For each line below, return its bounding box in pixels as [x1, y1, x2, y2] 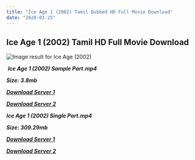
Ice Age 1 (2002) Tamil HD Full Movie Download [6, 37, 190, 47]
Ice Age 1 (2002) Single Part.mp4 [6, 112, 93, 119]
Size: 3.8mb [6, 77, 38, 84]
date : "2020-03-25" [6, 15, 56, 21]
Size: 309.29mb [6, 124, 48, 131]
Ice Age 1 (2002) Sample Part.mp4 [7, 65, 97, 72]
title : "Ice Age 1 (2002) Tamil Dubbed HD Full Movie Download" [6, 9, 173, 15]
